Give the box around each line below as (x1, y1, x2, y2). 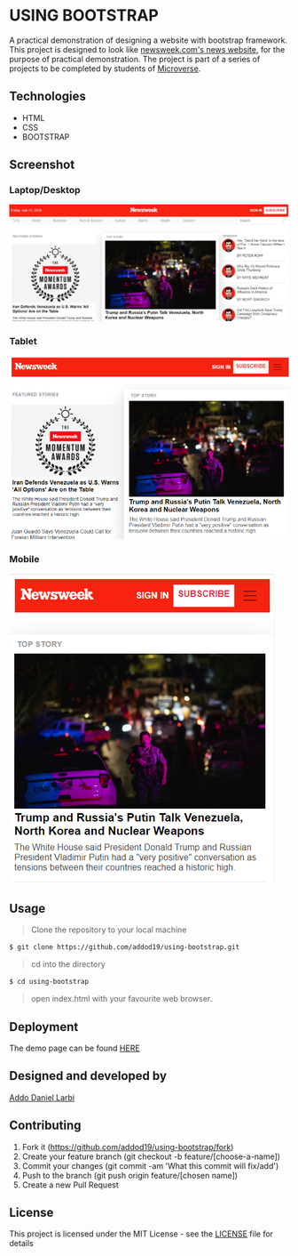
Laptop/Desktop (9, 184, 81, 197)
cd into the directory (30, 959, 106, 970)
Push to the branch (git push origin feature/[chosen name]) (21, 1170, 238, 1180)
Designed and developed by (9, 1068, 167, 1083)
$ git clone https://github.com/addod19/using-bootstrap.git (9, 943, 240, 952)
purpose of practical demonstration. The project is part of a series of (9, 53, 261, 64)
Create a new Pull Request (21, 1180, 120, 1190)
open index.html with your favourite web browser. (30, 994, 213, 1004)
